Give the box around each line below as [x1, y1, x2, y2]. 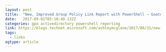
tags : [5, 30, 16, 35]
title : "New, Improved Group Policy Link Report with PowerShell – [5, 12, 149, 17]
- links [9, 35, 26, 40]
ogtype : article [5, 40, 39, 45]
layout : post [5, 7, 32, 12]
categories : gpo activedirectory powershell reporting [5, 21, 121, 26]
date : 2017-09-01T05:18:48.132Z [5, 16, 77, 21]
